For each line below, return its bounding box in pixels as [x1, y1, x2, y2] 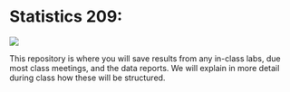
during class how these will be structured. [9, 72, 166, 83]
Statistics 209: [9, 6, 123, 27]
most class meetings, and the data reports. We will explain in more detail [9, 62, 280, 73]
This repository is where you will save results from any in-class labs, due [9, 52, 281, 64]
